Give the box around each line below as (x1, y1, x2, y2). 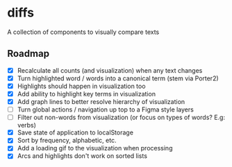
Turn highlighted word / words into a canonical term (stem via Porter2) (17, 74, 219, 82)
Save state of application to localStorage (17, 128, 134, 137)
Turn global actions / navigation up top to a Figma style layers (17, 105, 194, 114)
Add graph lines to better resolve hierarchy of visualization (17, 98, 185, 105)
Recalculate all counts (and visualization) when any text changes (17, 66, 203, 74)
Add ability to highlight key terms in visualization (17, 89, 156, 98)
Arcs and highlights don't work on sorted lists (17, 152, 148, 160)
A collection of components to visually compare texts (7, 28, 160, 36)
